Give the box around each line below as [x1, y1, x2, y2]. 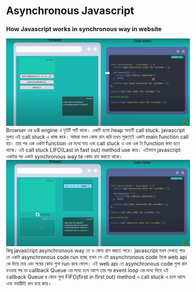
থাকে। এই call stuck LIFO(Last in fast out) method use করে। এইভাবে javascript [6, 146, 181, 153]
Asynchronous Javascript [6, 4, 134, 18]
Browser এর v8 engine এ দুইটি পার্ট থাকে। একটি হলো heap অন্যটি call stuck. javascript [6, 126, 185, 133]
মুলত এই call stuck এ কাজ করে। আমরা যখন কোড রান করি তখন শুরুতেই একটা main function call [6, 133, 189, 140]
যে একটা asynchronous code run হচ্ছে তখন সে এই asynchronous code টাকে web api [6, 253, 187, 260]
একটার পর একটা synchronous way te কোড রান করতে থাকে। [6, 153, 123, 160]
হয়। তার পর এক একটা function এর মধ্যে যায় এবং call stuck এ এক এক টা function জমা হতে [6, 139, 180, 147]
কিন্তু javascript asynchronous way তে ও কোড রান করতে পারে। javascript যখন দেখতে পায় [6, 247, 185, 254]
